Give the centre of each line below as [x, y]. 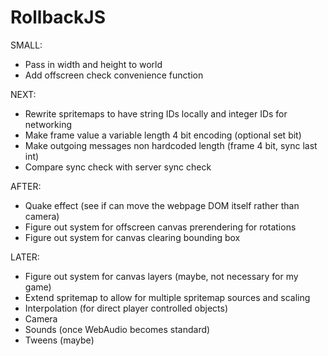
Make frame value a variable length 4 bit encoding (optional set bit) [163, 135]
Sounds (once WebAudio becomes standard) [117, 329]
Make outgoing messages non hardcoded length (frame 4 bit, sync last [171, 145]
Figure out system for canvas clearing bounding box [132, 237]
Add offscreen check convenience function [114, 75]
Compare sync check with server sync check [118, 167]
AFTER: [26, 186]
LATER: [25, 257]
